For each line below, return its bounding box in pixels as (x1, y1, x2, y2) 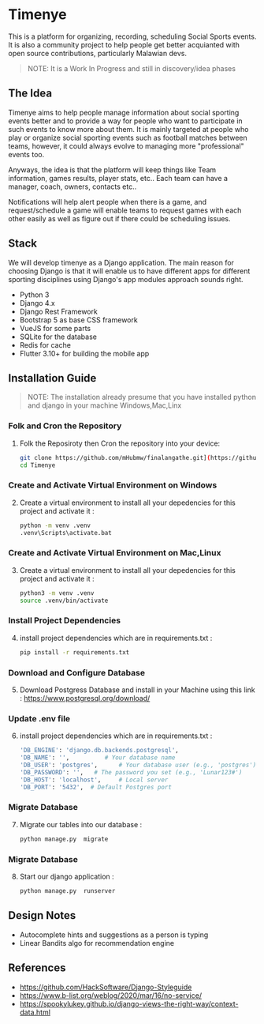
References (8, 962, 66, 975)
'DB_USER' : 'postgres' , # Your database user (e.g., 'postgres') (19, 761, 257, 770)
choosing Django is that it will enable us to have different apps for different (8, 266, 251, 276)
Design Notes (8, 909, 76, 922)
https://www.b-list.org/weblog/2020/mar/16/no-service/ (19, 990, 203, 1000)
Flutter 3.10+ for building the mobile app (19, 348, 150, 358)
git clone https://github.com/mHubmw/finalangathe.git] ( (19, 454, 211, 461)
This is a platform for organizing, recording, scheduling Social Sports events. (8, 32, 257, 41)
